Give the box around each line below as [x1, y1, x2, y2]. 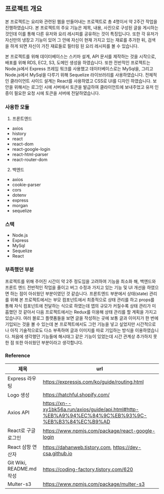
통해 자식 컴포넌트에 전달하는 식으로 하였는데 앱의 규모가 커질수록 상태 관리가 [5, 303, 151, 308]
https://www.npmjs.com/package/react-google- [42, 427, 155, 434]
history [12, 131, 27, 137]
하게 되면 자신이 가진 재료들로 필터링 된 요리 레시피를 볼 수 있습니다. [10, 43, 139, 49]
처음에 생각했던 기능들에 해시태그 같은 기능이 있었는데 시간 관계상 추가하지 [11, 333, 152, 339]
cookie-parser [12, 182, 41, 188]
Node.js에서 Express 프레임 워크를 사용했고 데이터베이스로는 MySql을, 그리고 [5, 66, 154, 71]
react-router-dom [12, 157, 48, 163]
